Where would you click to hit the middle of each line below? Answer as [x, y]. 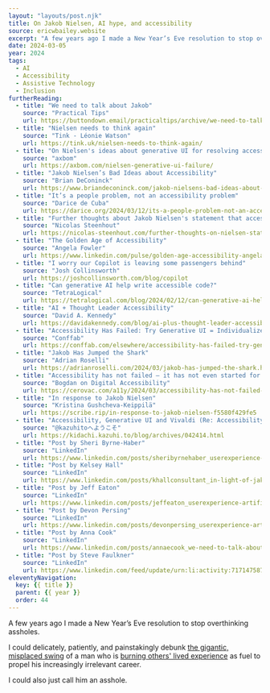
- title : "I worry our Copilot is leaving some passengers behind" [131, 263]
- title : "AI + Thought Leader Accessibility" [95, 308]
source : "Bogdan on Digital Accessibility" [97, 383]
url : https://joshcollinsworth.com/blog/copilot [106, 278]
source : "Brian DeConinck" [68, 181]
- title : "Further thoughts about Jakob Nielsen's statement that [129, 218]
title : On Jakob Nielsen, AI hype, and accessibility [100, 23]
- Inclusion [36, 91]
